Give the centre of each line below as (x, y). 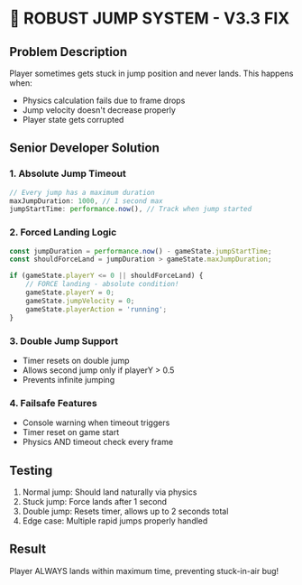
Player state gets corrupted (73, 120)
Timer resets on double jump (76, 360)
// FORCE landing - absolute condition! (102, 284)
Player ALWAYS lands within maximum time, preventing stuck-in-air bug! (144, 571)
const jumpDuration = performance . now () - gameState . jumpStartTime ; (141, 251)
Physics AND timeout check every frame (98, 442)
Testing (31, 470)
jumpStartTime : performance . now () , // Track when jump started (131, 209)
